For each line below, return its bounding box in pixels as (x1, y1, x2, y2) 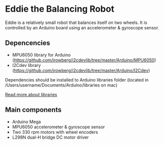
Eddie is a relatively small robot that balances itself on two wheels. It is (5, 20, 147, 25)
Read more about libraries (5, 91, 57, 97)
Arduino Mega (12, 119, 41, 124)
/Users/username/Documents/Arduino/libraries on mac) (5, 82, 117, 88)
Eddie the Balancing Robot (5, 3, 115, 15)
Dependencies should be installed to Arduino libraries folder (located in (5, 77, 149, 83)
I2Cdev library (12, 62, 41, 68)
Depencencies (5, 39, 50, 47)
